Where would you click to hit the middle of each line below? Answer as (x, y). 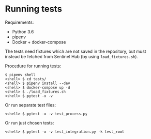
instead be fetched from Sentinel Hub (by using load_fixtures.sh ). (72, 56)
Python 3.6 (23, 31)
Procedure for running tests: (33, 66)
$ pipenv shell (20, 75)
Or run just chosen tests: (30, 123)
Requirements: (19, 22)
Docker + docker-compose (39, 42)
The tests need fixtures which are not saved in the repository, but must (75, 51)
